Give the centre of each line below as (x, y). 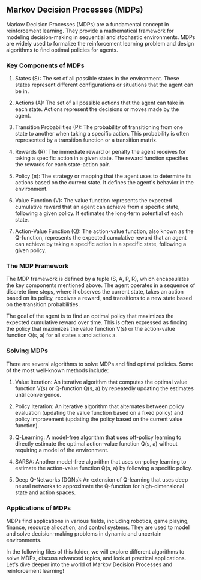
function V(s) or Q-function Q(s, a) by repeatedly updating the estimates (104, 388)
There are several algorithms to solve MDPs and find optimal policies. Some (100, 364)
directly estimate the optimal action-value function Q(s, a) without (96, 443)
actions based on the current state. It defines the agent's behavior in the (104, 183)
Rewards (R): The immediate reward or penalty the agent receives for (100, 152)
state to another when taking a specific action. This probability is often (102, 134)
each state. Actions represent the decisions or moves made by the (97, 109)
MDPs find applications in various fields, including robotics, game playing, (97, 521)
